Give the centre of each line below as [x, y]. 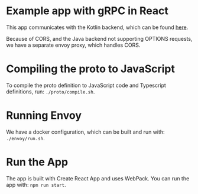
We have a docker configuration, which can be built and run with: [85, 132]
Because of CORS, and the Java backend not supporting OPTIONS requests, [99, 38]
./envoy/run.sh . [26, 138]
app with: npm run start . [36, 185]
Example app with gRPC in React [87, 11]
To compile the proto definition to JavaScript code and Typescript [86, 85]
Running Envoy [44, 116]
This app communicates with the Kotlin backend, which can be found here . [97, 27]
